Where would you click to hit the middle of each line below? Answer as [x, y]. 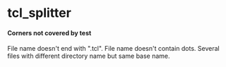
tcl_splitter [40, 13]
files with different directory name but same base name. [89, 56]
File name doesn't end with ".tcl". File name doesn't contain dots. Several [114, 49]
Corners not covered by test [49, 32]
